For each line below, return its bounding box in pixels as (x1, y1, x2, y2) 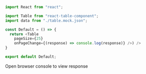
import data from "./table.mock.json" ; (5, 18, 88, 23)
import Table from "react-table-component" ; (5, 13, 99, 18)
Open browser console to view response (5, 63, 88, 69)
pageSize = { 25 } (14, 36, 43, 41)
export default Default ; (5, 54, 57, 59)
